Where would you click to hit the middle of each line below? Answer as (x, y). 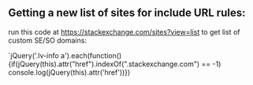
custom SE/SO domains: (47, 40)
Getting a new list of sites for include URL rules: (127, 13)
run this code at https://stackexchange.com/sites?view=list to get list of (124, 31)
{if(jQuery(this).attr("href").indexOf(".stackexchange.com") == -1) (115, 64)
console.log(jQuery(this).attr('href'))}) (69, 72)
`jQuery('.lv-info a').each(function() (65, 55)
